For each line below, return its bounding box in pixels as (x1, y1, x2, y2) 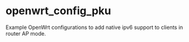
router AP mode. (5, 30, 46, 37)
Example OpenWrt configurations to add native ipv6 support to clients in (5, 24, 184, 31)
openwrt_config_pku (5, 4, 111, 18)
